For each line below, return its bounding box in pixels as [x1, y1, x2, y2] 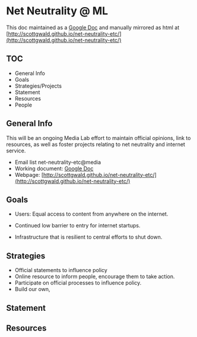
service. [6, 147, 26, 154]
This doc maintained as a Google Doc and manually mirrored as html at [6, 24, 180, 31]
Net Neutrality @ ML [6, 4, 109, 18]
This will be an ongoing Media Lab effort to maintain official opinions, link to [6, 134, 191, 141]
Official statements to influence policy [14, 267, 108, 274]
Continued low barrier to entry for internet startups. [14, 222, 141, 229]
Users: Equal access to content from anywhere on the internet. [14, 210, 169, 218]
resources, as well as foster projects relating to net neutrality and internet [6, 141, 186, 148]
